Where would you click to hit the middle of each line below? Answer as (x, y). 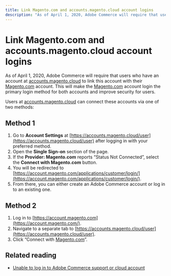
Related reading (31, 255)
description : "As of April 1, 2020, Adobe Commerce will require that (82, 15)
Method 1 (20, 123)
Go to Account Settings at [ (42, 135)
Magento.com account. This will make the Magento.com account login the (83, 87)
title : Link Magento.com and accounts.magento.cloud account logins (79, 10)
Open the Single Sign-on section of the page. (61, 152)
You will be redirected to (38, 168)
